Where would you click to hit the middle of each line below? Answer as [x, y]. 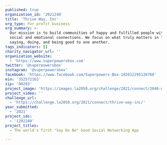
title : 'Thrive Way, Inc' [32, 19]
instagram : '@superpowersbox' [37, 70]
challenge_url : [21, 98]
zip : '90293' [19, 84]
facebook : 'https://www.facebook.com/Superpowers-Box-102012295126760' [81, 75]
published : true [22, 10]
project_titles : [22, 126]
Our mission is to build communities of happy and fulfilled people [82, 33]
